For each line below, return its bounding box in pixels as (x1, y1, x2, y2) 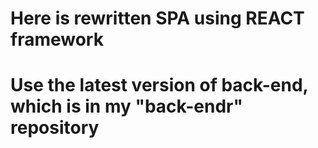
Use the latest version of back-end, (10, 74, 309, 97)
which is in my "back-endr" (10, 95, 243, 118)
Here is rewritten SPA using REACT (10, 7, 305, 30)
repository (10, 117, 100, 139)
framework (10, 28, 104, 51)
